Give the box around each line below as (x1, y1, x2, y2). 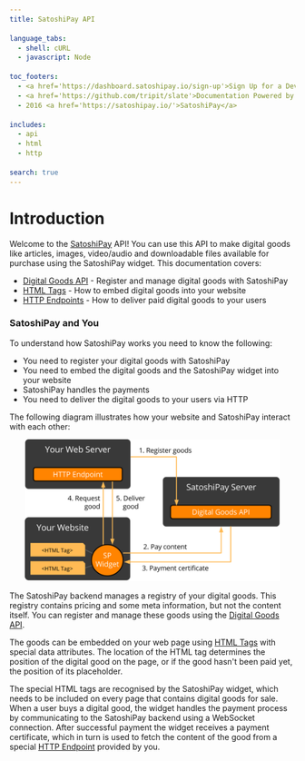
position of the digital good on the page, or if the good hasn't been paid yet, (9, 656, 293, 667)
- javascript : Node (17, 53, 92, 63)
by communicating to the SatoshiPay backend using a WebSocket (9, 712, 256, 723)
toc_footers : (9, 73, 59, 82)
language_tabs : (9, 34, 67, 43)
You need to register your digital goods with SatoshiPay (22, 355, 231, 366)
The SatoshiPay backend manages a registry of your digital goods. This (9, 590, 277, 601)
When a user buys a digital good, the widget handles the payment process (9, 702, 288, 713)
